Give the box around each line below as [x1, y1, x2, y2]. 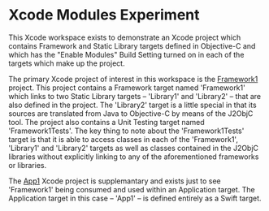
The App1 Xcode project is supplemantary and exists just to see [8, 176, 221, 186]
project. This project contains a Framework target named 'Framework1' [8, 83, 245, 93]
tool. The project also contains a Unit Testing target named [8, 117, 205, 127]
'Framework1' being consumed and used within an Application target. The [8, 184, 255, 194]
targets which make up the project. [8, 58, 125, 68]
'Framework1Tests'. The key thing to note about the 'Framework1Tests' [8, 126, 245, 136]
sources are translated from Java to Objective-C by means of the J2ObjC [8, 108, 254, 118]
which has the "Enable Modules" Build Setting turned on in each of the [8, 50, 245, 59]
